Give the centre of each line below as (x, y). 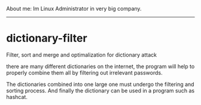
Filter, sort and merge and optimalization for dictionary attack (82, 55)
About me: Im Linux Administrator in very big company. (74, 9)
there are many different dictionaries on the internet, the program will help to (100, 66)
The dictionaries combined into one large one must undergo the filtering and (100, 84)
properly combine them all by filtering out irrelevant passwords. (84, 72)
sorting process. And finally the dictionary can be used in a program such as (100, 90)
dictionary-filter (47, 38)
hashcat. (17, 97)
